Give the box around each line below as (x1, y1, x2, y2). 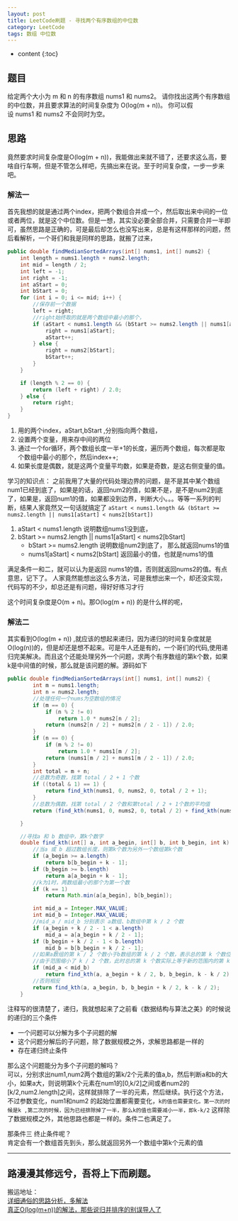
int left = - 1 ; (20, 267, 65, 275)
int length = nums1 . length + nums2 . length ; (20, 255, 151, 262)
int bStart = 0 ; (20, 288, 69, 295)
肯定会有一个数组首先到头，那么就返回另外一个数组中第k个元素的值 (7, 1138, 203, 1147)
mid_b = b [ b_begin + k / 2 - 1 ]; (45, 944, 144, 952)
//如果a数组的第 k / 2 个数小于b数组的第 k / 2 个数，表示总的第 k (33, 951, 212, 958)
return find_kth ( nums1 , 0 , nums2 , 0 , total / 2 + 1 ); (45, 788, 208, 795)
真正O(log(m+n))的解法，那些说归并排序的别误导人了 (7, 1205, 161, 1214)
